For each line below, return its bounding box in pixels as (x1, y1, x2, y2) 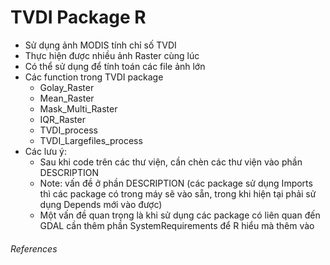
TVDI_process (39, 124, 98, 136)
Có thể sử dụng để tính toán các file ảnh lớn (24, 60, 206, 72)
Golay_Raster (39, 81, 95, 93)
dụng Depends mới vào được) (39, 198, 163, 210)
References (10, 242, 58, 255)
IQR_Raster (39, 113, 86, 125)
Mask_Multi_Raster (39, 102, 118, 115)
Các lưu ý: (24, 145, 68, 157)
